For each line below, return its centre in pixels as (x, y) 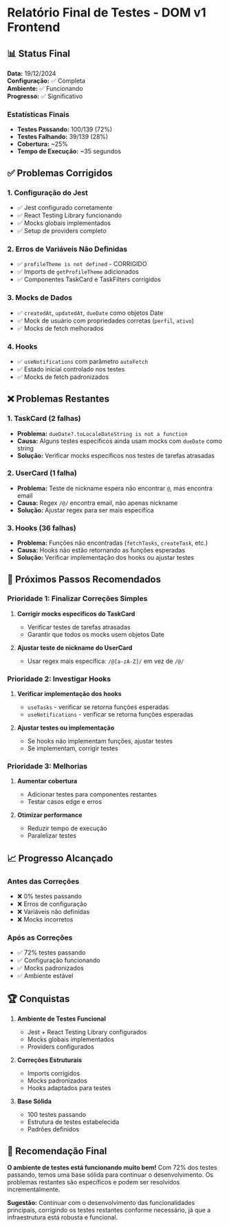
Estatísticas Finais (39, 114)
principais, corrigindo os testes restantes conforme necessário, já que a (109, 1210)
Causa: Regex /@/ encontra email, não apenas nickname (97, 503)
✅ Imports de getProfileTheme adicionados (78, 272)
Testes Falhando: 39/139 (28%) (63, 137)
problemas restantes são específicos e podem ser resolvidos (94, 1182)
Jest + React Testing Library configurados (87, 1032)
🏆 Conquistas (39, 999)
